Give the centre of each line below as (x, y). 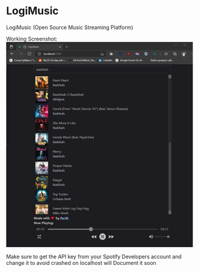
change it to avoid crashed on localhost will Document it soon (81, 263)
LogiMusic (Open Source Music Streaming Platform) (70, 27)
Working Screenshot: (32, 39)
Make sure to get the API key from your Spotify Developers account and (94, 257)
